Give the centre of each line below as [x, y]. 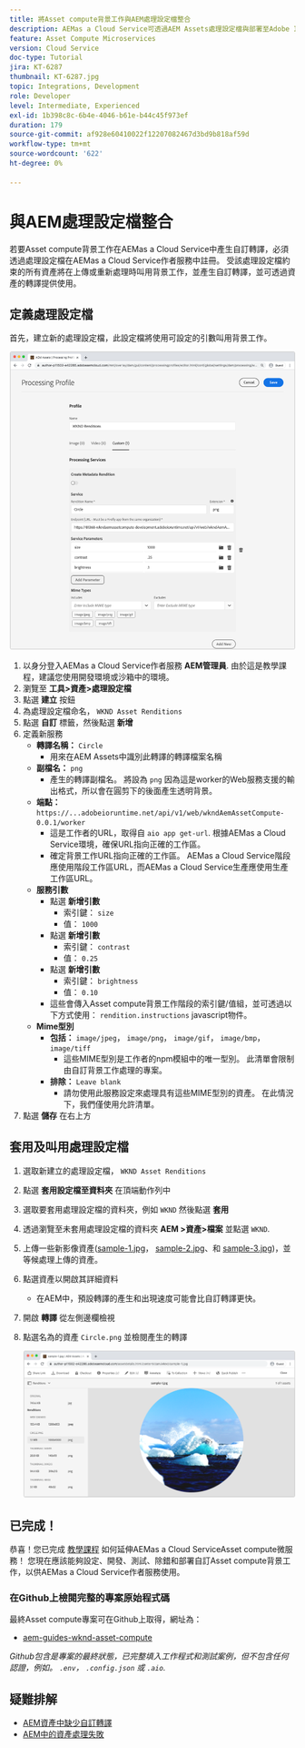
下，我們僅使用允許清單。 [111, 1104]
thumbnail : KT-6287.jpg [54, 77]
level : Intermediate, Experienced [75, 106]
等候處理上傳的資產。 [62, 1259]
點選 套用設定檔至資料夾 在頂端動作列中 [96, 1190]
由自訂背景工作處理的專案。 [115, 1070]
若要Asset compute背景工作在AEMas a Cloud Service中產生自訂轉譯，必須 [149, 249]
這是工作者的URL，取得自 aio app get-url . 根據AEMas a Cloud [167, 832]
